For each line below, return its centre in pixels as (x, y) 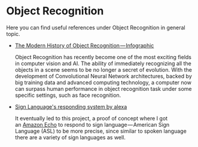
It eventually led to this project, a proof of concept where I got (91, 118)
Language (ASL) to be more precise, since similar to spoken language (100, 131)
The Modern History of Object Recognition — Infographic (84, 45)
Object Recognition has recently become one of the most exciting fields (103, 57)
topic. (13, 33)
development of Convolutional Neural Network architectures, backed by (103, 76)
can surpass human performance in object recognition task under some (103, 88)
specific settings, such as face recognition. (68, 95)
